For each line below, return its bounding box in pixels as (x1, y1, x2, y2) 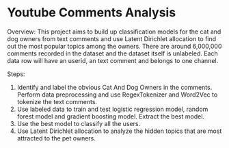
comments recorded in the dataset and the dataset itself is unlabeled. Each (7, 49, 218, 58)
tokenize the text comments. (16, 97, 98, 106)
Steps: (7, 70, 25, 78)
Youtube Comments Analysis (7, 5, 176, 21)
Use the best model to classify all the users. (16, 119, 141, 127)
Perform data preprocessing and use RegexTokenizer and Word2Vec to (16, 90, 218, 99)
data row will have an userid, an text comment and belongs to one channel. (7, 56, 219, 64)
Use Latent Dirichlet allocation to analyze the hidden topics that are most (16, 127, 222, 135)
